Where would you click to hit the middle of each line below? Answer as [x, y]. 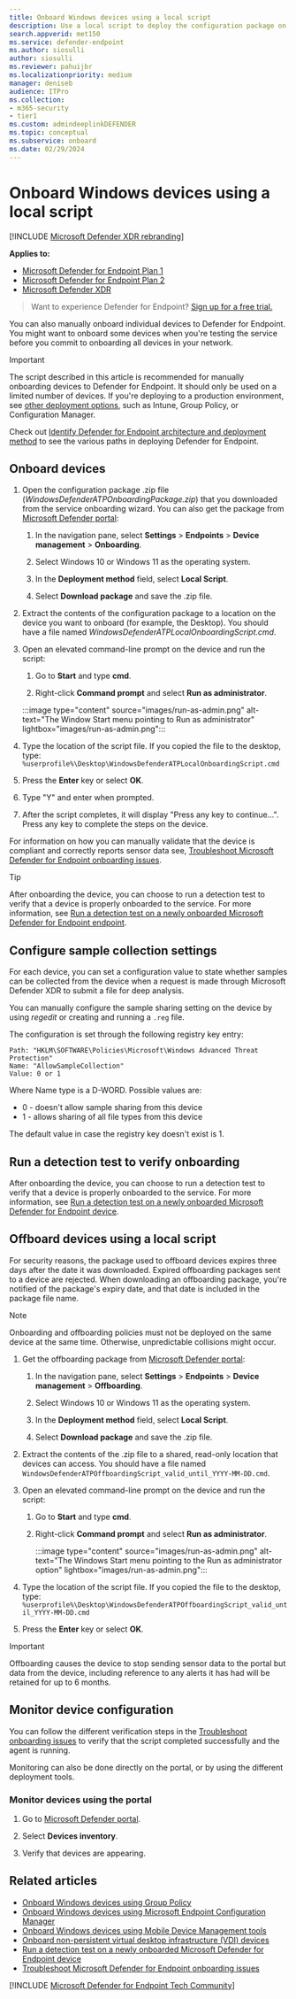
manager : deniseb [41, 83]
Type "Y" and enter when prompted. [88, 798]
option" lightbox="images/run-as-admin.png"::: [121, 1570]
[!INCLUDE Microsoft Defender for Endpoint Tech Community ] [122, 1985]
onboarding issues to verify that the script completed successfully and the [144, 1740]
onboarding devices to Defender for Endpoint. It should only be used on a [143, 386]
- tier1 [23, 116]
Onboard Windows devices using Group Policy [106, 1902]
